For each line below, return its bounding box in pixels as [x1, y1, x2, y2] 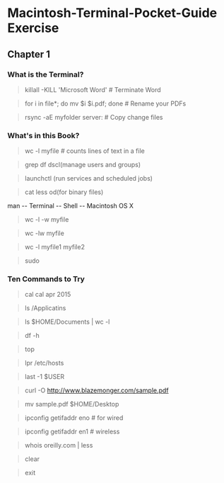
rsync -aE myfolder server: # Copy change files [24, 113, 163, 121]
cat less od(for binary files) [24, 188, 104, 196]
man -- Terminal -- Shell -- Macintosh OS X [7, 202, 134, 210]
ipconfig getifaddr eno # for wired [24, 414, 124, 422]
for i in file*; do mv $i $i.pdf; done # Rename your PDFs [24, 99, 187, 108]
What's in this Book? [7, 130, 80, 140]
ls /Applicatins [24, 304, 66, 312]
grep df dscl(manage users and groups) [24, 161, 141, 169]
